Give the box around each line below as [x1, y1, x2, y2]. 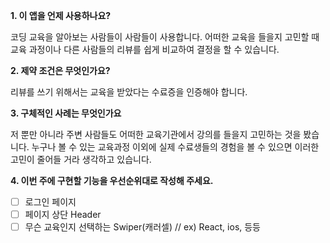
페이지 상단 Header [24, 209, 102, 221]
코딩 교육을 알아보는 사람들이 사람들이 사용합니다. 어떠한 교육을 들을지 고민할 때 [10, 31, 320, 43]
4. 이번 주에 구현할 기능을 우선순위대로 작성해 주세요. [10, 175, 214, 186]
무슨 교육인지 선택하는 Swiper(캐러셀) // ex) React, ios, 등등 [24, 221, 261, 233]
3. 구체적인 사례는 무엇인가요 [10, 107, 122, 119]
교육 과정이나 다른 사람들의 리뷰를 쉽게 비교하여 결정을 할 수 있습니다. [10, 44, 280, 55]
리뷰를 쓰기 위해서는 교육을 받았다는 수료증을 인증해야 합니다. [10, 86, 248, 98]
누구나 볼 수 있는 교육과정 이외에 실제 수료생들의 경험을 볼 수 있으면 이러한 [31, 141, 320, 153]
